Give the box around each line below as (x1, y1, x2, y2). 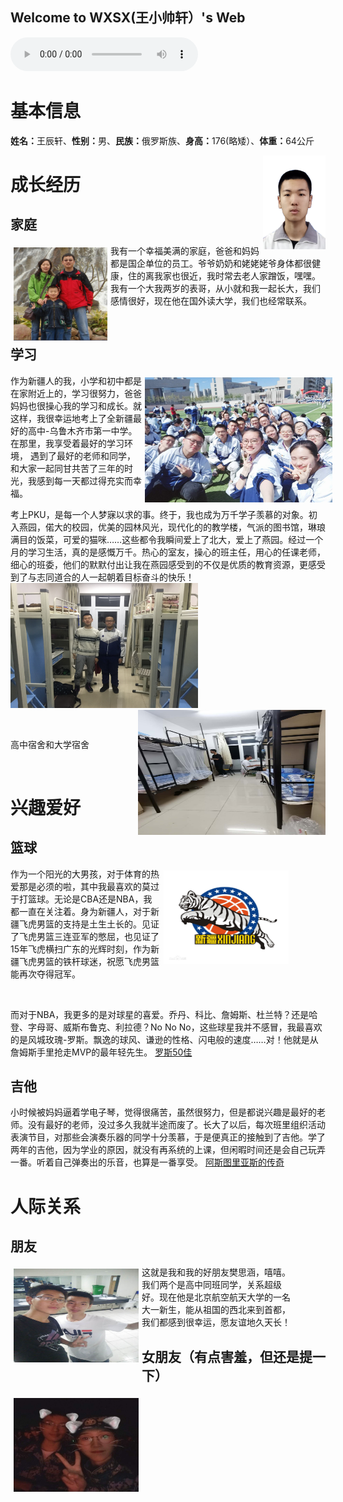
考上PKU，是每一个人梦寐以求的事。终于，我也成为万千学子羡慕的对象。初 (10, 508, 318, 520)
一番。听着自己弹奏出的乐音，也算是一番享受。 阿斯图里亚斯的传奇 (10, 1156, 285, 1168)
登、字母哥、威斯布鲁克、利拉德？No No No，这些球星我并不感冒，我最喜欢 (10, 1021, 323, 1033)
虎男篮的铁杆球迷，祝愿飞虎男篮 (27, 955, 160, 967)
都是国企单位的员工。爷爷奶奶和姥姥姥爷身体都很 (110, 257, 312, 269)
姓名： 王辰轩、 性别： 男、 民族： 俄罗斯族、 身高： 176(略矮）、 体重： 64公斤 (10, 134, 315, 147)
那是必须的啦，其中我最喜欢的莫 (18, 880, 151, 892)
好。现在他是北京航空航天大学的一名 (141, 1291, 291, 1303)
